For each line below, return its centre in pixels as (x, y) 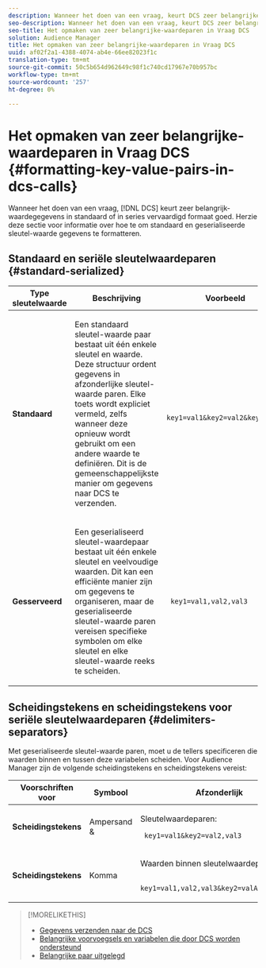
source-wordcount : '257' (49, 82)
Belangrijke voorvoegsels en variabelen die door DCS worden (140, 939)
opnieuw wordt (103, 434)
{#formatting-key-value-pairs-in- (122, 170)
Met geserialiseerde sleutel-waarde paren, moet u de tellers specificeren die (133, 750)
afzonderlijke (99, 384)
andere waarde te (107, 453)
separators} (38, 732)
